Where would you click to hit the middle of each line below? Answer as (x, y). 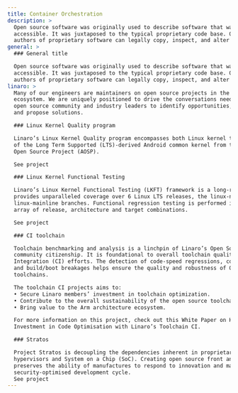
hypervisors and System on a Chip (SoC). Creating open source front (118, 359)
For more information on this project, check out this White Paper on (120, 321)
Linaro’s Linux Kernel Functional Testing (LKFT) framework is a (112, 190)
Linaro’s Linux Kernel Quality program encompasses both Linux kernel (120, 138)
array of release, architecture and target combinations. (101, 210)
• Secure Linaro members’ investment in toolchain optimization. (112, 294)
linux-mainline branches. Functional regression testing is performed (120, 203)
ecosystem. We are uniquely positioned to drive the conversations (115, 99)
